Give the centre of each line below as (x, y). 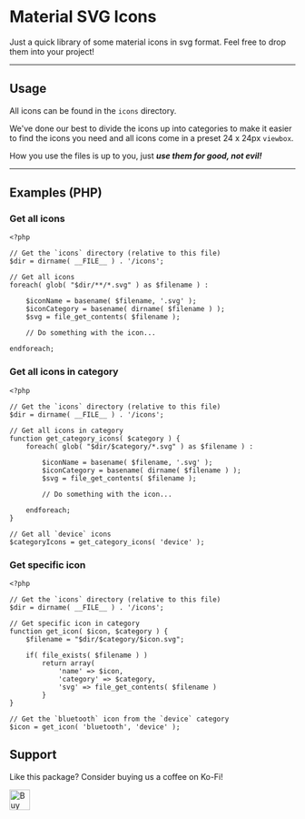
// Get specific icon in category (75, 624)
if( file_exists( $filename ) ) (87, 656)
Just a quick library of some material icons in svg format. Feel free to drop (148, 42)
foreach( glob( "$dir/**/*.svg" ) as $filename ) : (109, 285)
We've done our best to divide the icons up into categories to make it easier (151, 128)
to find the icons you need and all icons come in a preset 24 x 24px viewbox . (152, 137)
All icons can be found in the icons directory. (93, 110)
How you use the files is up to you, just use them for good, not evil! (136, 156)
